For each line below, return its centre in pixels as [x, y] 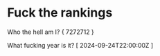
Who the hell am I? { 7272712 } [51, 32]
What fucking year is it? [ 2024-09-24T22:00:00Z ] [80, 45]
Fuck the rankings [60, 13]
